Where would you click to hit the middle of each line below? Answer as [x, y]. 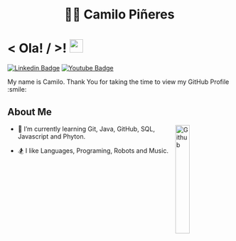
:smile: [17, 90]
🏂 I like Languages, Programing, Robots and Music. [93, 150]
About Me [29, 112]
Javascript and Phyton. [52, 136]
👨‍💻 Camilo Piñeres [119, 15]
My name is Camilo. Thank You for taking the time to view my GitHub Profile [118, 82]
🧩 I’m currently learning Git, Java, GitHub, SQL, [86, 129]
